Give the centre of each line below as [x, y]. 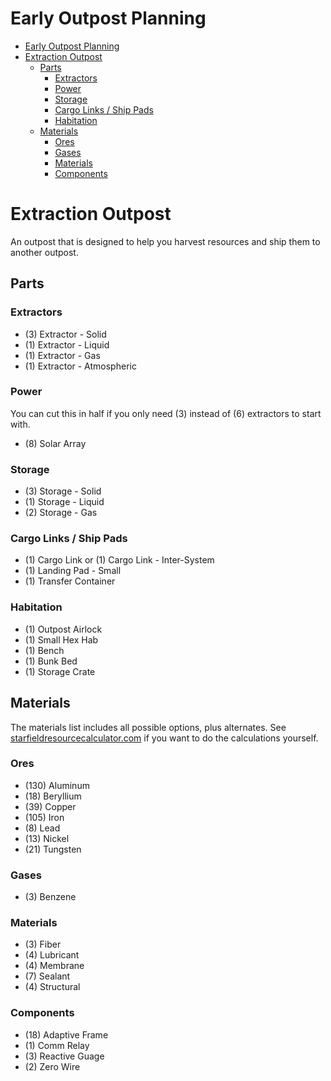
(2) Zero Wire [52, 1066]
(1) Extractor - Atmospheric [80, 366]
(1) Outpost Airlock [63, 629]
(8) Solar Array [55, 443]
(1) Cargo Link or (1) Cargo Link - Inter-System [119, 560]
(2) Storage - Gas [61, 513]
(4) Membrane [54, 966]
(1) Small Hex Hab [61, 639]
